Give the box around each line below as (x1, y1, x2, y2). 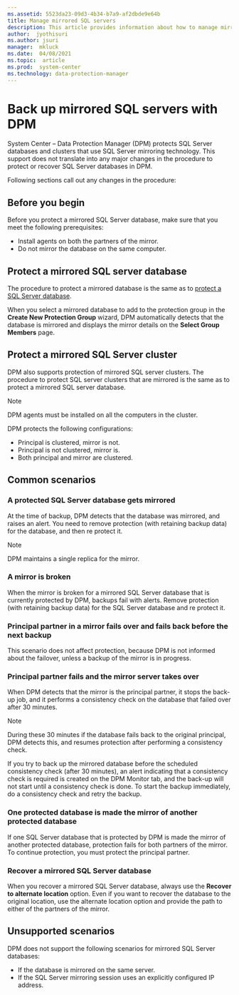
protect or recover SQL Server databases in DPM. (7, 162, 153, 171)
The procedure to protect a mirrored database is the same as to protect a (7, 284, 222, 293)
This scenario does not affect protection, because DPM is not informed (7, 646, 216, 655)
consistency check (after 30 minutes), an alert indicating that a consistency (7, 767, 228, 775)
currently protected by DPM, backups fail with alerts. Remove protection (7, 596, 219, 604)
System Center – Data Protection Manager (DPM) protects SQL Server (7, 140, 213, 148)
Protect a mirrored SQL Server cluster (7, 349, 178, 361)
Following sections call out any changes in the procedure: (7, 176, 176, 185)
